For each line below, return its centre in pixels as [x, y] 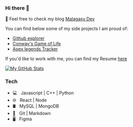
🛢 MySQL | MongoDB [35, 106]
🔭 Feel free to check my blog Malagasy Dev [50, 19]
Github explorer [28, 38]
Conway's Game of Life [36, 44]
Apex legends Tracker [35, 49]
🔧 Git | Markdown [31, 113]
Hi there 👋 [17, 8]
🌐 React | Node [29, 100]
